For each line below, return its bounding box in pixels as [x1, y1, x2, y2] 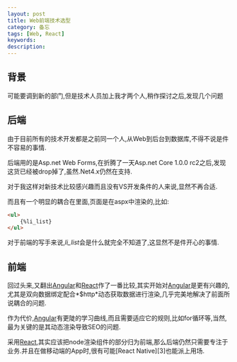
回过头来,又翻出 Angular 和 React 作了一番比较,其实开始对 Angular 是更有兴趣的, [7, 281, 230, 290]
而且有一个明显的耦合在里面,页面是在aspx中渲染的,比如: [7, 197, 170, 205]
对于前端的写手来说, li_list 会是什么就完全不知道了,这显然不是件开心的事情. [7, 238, 219, 247]
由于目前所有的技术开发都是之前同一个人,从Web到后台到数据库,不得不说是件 [7, 134, 229, 142]
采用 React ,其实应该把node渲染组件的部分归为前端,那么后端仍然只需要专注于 [7, 338, 229, 346]
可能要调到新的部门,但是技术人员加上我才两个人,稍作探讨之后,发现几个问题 [7, 91, 224, 100]
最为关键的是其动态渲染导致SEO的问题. [7, 323, 122, 332]
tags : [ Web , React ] [7, 30, 65, 38]
